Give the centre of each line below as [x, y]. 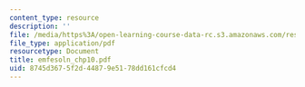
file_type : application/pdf [63, 43]
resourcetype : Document [54, 52]
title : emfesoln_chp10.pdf [60, 60]
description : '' [40, 26]
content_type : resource [54, 18]
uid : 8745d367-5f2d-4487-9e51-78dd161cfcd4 [93, 69]
